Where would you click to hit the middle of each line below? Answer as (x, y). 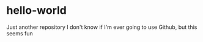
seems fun (20, 33)
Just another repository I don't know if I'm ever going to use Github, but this (102, 27)
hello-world (37, 10)
